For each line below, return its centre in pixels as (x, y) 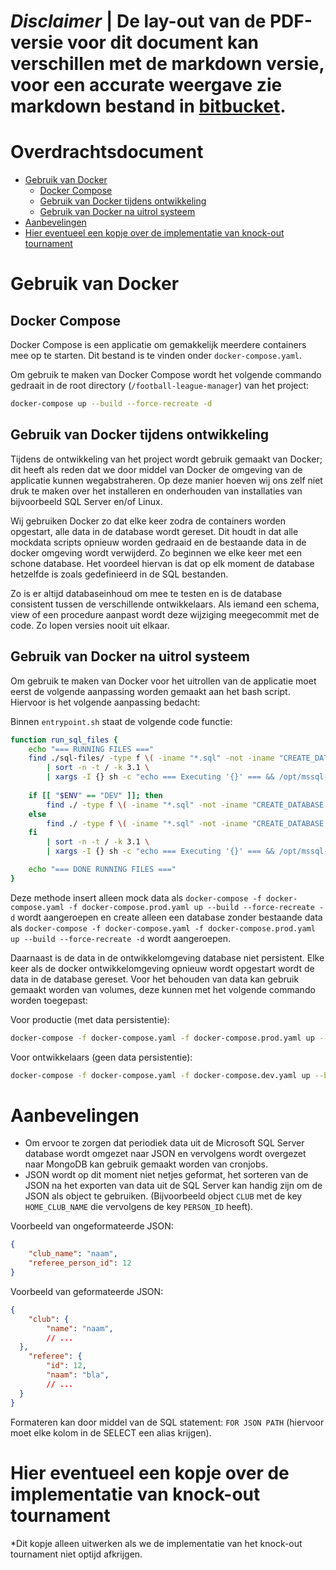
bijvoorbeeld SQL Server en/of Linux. (86, 501)
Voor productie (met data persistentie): (90, 1019)
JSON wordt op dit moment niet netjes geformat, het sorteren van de (166, 1175)
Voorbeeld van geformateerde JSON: (87, 1291)
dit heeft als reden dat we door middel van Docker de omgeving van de (156, 469)
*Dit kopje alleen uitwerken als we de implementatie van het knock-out (156, 1543)
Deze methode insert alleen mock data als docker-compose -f (136, 897)
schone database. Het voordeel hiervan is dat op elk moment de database (162, 563)
